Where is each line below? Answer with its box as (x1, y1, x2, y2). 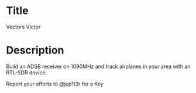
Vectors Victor (6, 23, 41, 30)
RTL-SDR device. (6, 69, 47, 76)
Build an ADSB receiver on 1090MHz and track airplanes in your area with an (6, 63, 191, 70)
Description (6, 44, 64, 57)
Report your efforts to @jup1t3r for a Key (6, 80, 104, 87)
